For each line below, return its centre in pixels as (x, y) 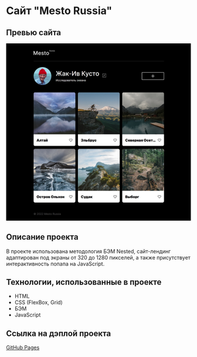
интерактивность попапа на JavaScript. (55, 264)
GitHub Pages (23, 348)
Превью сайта (34, 33)
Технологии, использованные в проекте (84, 282)
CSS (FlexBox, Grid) (38, 302)
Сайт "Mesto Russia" (59, 11)
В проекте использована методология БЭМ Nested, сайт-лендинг (89, 251)
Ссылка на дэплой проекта (59, 333)
